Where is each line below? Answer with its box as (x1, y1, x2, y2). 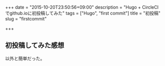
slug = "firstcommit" (5, 16, 47, 21)
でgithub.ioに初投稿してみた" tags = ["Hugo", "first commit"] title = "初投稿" (5, 10, 161, 16)
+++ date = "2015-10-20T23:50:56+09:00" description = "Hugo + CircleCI (5, 4, 159, 10)
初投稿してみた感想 (5, 41, 64, 49)
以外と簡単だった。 (5, 55, 45, 61)
